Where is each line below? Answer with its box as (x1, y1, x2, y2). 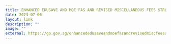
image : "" (5, 26, 26, 31)
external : (5, 31, 26, 36)
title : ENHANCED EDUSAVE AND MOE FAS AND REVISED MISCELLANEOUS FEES (5, 7, 156, 13)
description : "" (5, 21, 40, 27)
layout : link (5, 17, 33, 22)
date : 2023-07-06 (5, 12, 42, 17)
